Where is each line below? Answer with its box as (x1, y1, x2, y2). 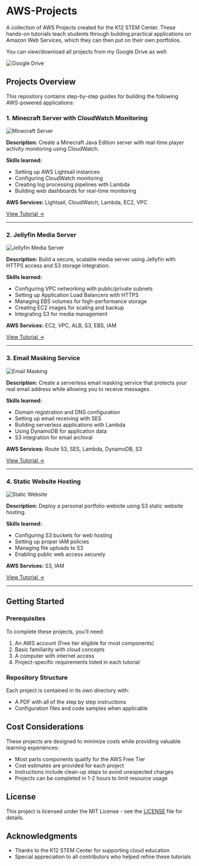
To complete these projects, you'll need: (6, 628, 104, 635)
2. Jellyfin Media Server (6, 230, 77, 239)
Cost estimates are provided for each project (14, 762, 124, 769)
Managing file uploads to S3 (14, 544, 84, 551)
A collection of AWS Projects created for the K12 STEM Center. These (6, 24, 176, 31)
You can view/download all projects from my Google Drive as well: (6, 48, 168, 55)
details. (6, 814, 24, 821)
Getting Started (6, 596, 65, 606)
